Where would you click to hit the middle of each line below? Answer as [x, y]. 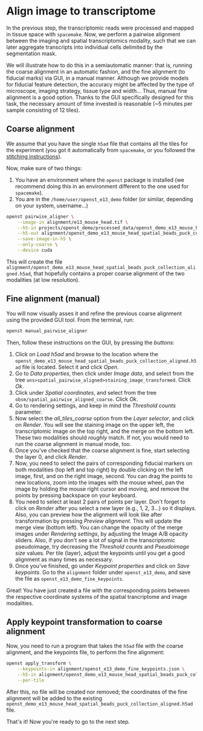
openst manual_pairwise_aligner [47, 331]
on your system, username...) [52, 205]
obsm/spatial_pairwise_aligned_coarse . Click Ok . [76, 399]
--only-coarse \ [38, 245]
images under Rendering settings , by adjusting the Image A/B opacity [101, 534]
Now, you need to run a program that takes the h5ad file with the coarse [95, 646]
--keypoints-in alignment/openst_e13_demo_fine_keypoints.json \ [101, 669]
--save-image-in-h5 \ [44, 239]
